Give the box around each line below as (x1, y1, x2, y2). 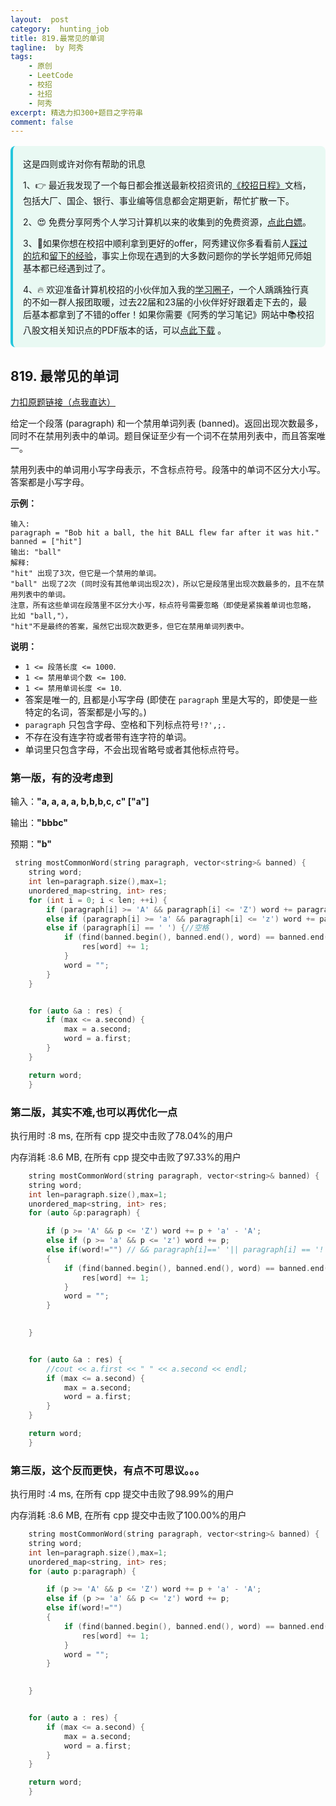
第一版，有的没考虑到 (10, 771, 113, 785)
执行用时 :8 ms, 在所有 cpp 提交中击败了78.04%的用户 (10, 1129, 234, 1141)
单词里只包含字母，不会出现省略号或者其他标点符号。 (24, 744, 245, 756)
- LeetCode (28, 71, 74, 81)
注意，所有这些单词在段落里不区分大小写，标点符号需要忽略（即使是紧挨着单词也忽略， (10, 601, 316, 611)
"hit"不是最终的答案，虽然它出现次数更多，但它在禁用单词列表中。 (10, 622, 249, 632)
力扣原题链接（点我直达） (10, 396, 116, 408)
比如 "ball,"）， (10, 611, 73, 621)
